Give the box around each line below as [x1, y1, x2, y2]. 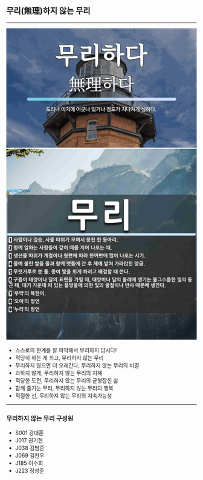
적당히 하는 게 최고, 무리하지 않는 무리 [14, 354, 104, 361]
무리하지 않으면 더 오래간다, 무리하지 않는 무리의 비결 [14, 361, 140, 368]
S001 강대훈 [14, 429, 44, 436]
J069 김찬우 [14, 452, 45, 459]
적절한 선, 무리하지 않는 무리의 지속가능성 [14, 392, 112, 399]
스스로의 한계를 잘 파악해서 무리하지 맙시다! [14, 346, 117, 353]
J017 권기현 [14, 437, 43, 444]
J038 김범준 [14, 444, 45, 452]
